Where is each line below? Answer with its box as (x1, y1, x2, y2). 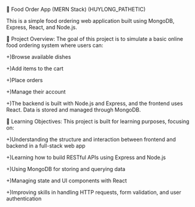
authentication (6, 195, 42, 202)
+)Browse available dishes (6, 53, 71, 60)
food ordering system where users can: (6, 42, 103, 49)
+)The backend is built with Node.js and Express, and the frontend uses (6, 100, 184, 107)
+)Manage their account (6, 88, 66, 95)
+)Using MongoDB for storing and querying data (6, 166, 126, 172)
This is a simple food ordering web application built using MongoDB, (6, 17, 175, 24)
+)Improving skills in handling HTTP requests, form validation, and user (6, 189, 181, 196)
